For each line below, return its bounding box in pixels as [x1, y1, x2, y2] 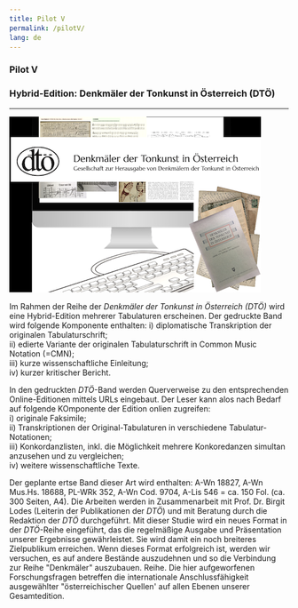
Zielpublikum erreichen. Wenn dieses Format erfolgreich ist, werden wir [9, 543, 271, 554]
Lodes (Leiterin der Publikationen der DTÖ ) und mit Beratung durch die [9, 505, 268, 516]
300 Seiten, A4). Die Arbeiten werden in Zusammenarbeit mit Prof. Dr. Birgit [9, 496, 286, 507]
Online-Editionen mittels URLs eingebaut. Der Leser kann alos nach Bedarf [9, 394, 282, 404]
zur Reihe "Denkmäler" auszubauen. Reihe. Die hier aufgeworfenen [9, 562, 255, 572]
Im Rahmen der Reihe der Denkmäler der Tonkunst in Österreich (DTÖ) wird [9, 300, 286, 311]
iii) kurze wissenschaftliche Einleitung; [9, 357, 149, 368]
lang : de [9, 33, 42, 42]
